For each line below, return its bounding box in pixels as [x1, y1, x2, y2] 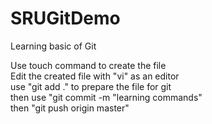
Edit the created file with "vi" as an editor [10, 70, 180, 82]
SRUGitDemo [10, 7, 121, 30]
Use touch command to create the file [10, 59, 167, 71]
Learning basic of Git [10, 40, 97, 52]
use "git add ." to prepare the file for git [10, 80, 172, 92]
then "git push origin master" [10, 102, 130, 114]
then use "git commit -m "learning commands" [10, 91, 203, 103]
